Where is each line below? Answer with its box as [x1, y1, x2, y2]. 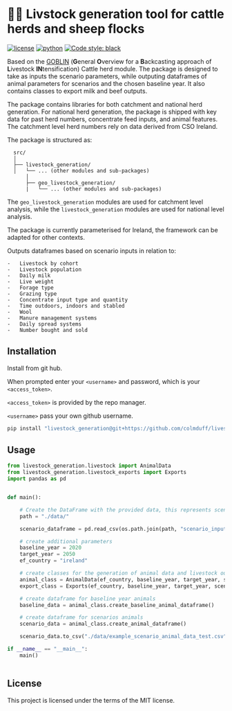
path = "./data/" [19, 513, 70, 520]
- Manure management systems [7, 315, 97, 322]
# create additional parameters [19, 538, 113, 545]
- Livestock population [7, 266, 81, 273]
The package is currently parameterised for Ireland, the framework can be [7, 225, 219, 234]
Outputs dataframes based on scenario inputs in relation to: [7, 246, 177, 255]
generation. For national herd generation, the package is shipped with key [7, 107, 217, 116]
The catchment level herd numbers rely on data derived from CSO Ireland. [7, 122, 218, 130]
